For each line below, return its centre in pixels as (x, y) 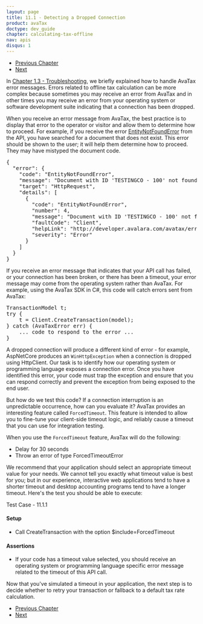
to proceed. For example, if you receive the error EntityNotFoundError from (99, 131)
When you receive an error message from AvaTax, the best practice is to (96, 118)
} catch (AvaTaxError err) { (49, 326)
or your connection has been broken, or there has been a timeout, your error (101, 277)
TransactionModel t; (37, 307)
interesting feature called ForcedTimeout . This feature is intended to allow (97, 413)
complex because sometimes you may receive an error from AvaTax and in (99, 94)
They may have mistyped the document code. (63, 150)
